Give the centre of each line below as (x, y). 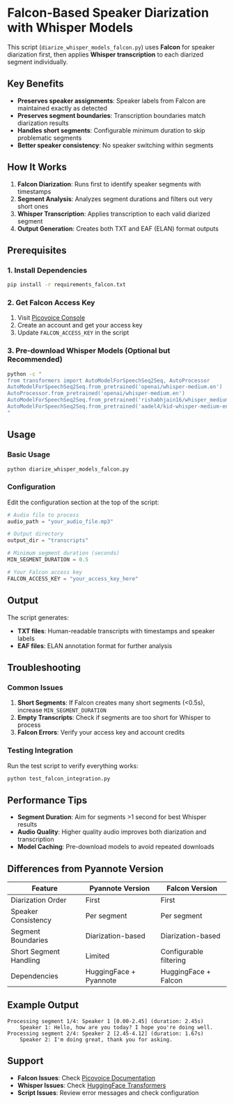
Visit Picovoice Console (51, 318)
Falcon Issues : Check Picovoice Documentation (86, 1077)
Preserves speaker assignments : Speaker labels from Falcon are (111, 101)
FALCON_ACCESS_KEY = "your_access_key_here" (73, 579)
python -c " (24, 374)
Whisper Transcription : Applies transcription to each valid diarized (114, 214)
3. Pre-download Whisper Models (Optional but (89, 351)
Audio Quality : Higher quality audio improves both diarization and (112, 832)
